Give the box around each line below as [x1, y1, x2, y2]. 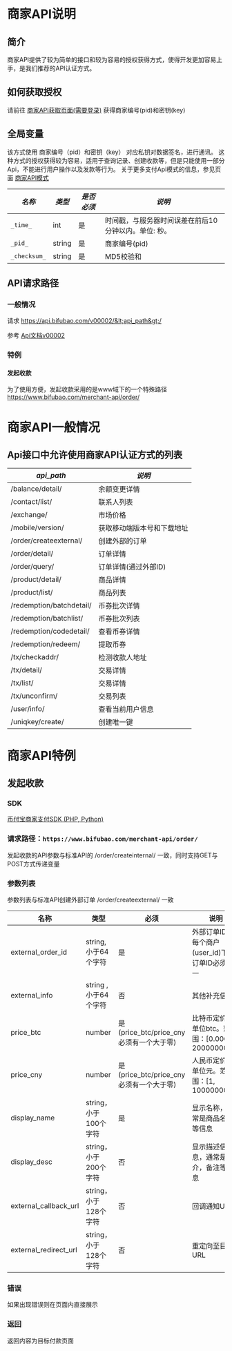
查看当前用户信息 [98, 705, 154, 715]
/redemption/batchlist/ [10, 614, 84, 623]
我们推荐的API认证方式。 [25, 64, 96, 72]
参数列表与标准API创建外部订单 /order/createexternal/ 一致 [7, 895, 174, 904]
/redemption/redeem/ [10, 639, 81, 649]
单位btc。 [192, 1023, 224, 1033]
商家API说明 [7, 6, 76, 22]
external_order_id [10, 947, 68, 957]
